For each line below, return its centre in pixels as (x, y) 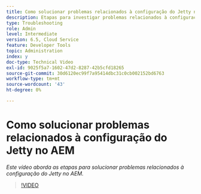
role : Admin (21, 29)
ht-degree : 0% (24, 90)
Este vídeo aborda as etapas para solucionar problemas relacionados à (95, 167)
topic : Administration (34, 51)
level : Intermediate (32, 34)
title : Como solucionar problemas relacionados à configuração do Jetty (99, 12)
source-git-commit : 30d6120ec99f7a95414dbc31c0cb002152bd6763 (85, 73)
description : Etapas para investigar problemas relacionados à (87, 17)
